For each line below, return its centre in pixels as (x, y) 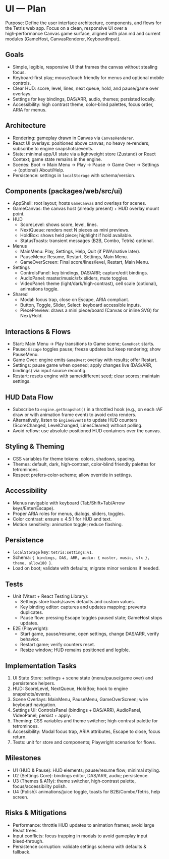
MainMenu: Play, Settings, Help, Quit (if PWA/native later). (80, 251)
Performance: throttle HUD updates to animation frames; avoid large (83, 825)
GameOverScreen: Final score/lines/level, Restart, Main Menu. (85, 262)
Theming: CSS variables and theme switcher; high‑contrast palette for (85, 721)
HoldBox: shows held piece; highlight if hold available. (76, 236)
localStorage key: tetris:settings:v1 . (53, 552)
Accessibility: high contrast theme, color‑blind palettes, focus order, (83, 104)
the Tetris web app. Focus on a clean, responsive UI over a (66, 28)
